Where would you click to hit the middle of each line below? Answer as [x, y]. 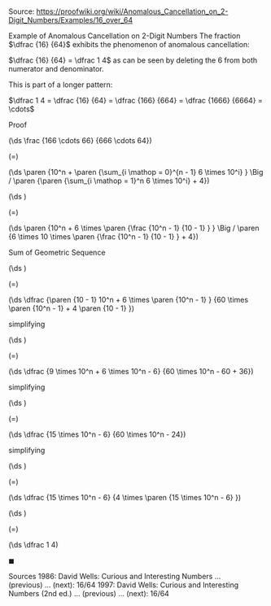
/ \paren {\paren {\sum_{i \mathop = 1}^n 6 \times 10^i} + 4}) [109, 181]
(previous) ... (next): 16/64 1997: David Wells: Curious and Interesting [124, 585]
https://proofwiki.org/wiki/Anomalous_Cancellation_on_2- [132, 11]
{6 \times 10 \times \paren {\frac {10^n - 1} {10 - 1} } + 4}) [104, 237]
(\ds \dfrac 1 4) [33, 545]
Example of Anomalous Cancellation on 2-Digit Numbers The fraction [125, 36]
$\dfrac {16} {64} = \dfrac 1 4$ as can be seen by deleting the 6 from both [133, 60]
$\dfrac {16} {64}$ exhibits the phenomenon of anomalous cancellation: [129, 45]
